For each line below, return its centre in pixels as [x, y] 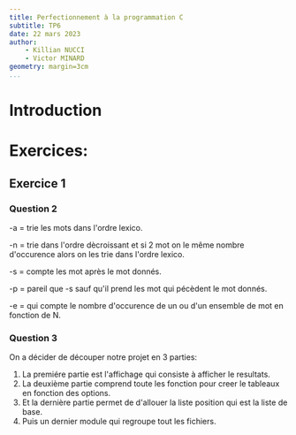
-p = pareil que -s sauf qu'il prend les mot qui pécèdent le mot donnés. [138, 288]
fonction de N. [35, 315]
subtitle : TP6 [35, 26]
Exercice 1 [38, 183]
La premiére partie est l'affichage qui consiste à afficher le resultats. [146, 374]
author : [23, 42]
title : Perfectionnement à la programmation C [96, 17]
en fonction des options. [66, 393]
